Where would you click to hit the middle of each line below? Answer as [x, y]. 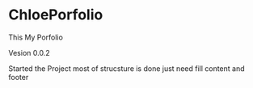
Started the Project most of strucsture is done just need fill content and [126, 68]
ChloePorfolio [56, 15]
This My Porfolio [36, 37]
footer [19, 77]
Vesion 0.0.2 [29, 52]
